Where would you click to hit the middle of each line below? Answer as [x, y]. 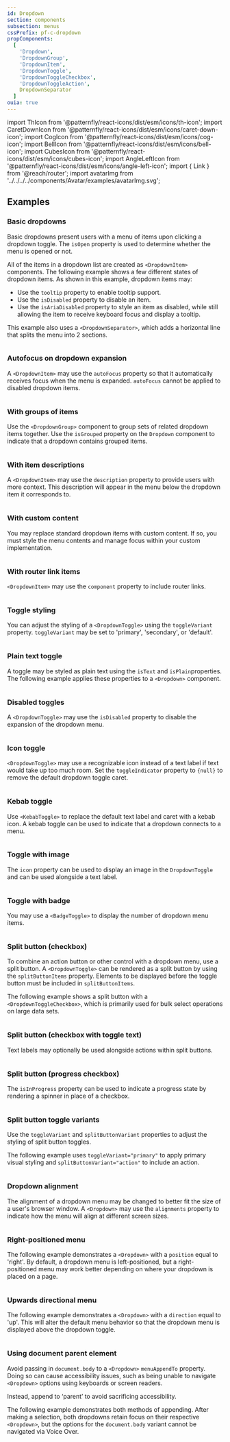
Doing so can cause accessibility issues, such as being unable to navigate [112, 1375]
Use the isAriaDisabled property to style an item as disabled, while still [117, 307]
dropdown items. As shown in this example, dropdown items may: [100, 279]
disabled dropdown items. [44, 387]
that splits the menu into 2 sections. [57, 335]
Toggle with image [38, 854]
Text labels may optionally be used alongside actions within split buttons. [110, 1050]
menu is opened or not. [40, 251]
